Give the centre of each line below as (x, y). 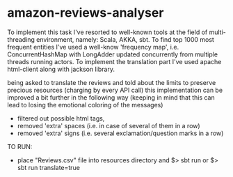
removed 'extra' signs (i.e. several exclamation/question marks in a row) (120, 133)
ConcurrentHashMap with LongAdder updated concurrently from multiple (112, 54)
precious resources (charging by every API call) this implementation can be (115, 90)
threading (21, 39)
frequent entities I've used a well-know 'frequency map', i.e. (93, 47)
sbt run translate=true (48, 167)
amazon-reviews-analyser (86, 13)
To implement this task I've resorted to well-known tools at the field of (107, 32)
